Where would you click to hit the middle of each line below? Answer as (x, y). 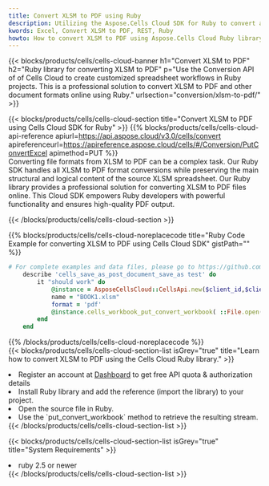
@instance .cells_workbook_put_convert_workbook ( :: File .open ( (157, 312)
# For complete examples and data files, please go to (102, 267)
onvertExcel (28, 153)
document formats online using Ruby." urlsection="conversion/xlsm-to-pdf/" (134, 95)
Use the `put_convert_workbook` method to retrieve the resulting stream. (139, 417)
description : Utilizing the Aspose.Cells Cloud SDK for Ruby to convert (132, 23)
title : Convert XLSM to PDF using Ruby (75, 16)
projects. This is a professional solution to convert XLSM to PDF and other (130, 87)
